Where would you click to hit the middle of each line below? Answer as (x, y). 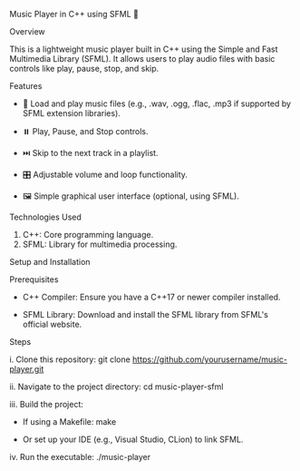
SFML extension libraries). (71, 113)
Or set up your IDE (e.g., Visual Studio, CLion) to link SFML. (133, 439)
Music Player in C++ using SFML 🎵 (74, 14)
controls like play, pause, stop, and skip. (84, 69)
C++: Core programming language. (88, 235)
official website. (52, 324)
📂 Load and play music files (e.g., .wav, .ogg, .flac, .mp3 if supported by (157, 103)
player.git (27, 369)
